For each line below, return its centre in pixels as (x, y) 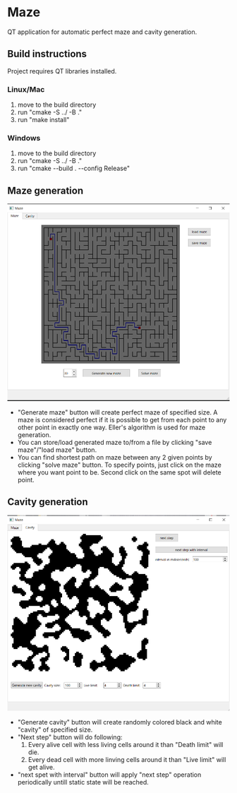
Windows (24, 138)
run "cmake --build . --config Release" (74, 168)
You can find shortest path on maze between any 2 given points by (115, 457)
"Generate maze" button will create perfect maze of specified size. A (117, 412)
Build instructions (47, 54)
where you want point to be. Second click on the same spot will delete (119, 472)
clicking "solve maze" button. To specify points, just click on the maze (120, 465)
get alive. (41, 768)
